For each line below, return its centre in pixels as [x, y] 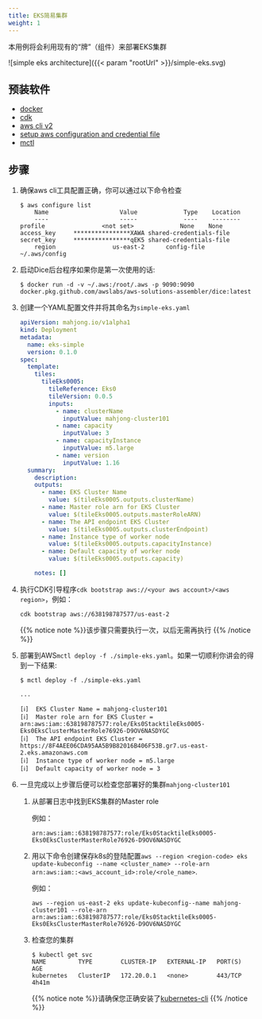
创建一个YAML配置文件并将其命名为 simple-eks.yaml [105, 307]
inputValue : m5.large [98, 448]
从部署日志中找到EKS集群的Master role [95, 801]
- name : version [82, 455]
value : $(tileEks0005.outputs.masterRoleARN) [125, 514]
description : [56, 477]
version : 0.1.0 [52, 352]
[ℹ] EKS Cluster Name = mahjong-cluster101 [94, 709]
